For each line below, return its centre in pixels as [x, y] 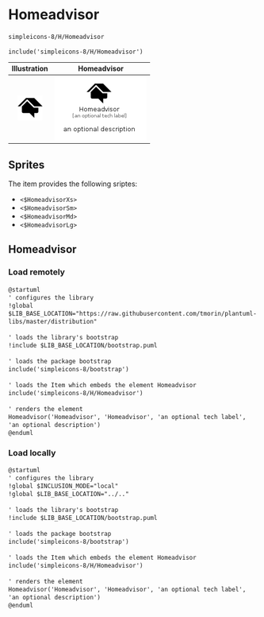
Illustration [30, 68]
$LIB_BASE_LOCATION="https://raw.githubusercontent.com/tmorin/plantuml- [133, 313]
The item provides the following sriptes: [73, 184]
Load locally [32, 452]
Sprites [27, 165]
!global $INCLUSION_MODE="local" [63, 486]
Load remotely [37, 272]
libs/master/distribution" [53, 321]
